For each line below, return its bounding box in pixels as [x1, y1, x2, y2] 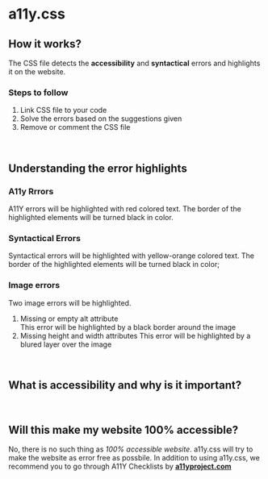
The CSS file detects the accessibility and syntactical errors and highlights [8, 58, 261, 68]
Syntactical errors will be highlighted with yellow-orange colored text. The [8, 251, 254, 260]
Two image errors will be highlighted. [8, 298, 132, 307]
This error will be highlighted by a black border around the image [19, 322, 237, 331]
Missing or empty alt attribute [19, 314, 119, 323]
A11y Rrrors [8, 185, 54, 197]
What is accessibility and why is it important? [8, 378, 242, 392]
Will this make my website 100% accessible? [8, 423, 239, 436]
